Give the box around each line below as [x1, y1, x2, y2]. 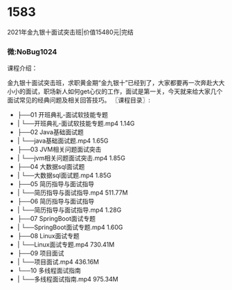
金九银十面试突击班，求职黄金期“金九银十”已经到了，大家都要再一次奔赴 [7, 79, 213, 87]
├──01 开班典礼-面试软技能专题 [17, 111, 109, 119]
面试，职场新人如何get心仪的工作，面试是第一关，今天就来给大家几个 [25, 87, 223, 96]
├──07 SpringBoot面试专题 [17, 215, 96, 223]
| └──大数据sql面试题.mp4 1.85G [17, 171, 112, 180]
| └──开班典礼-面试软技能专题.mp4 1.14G [17, 119, 135, 128]
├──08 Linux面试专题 [17, 232, 80, 240]
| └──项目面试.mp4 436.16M [17, 257, 99, 266]
